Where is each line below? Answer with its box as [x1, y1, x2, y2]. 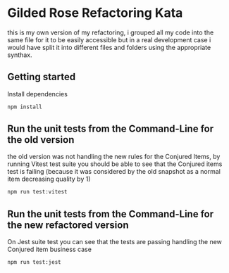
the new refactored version [7, 219, 129, 231]
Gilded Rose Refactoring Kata [7, 5, 183, 21]
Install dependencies [7, 89, 68, 98]
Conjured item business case [7, 245, 92, 254]
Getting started [7, 71, 76, 83]
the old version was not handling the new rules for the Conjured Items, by [7, 153, 221, 161]
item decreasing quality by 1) [7, 174, 91, 184]
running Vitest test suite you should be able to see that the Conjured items [7, 160, 223, 168]
